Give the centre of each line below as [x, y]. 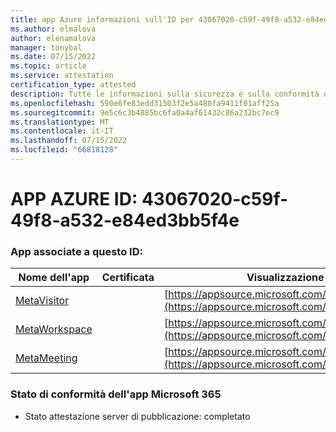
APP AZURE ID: [74, 199]
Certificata [128, 278]
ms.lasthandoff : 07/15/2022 [69, 141]
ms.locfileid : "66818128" [64, 150]
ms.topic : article [48, 66]
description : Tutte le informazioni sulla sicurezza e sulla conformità [165, 94]
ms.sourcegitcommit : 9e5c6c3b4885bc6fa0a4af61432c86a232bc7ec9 [145, 112]
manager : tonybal [46, 47]
